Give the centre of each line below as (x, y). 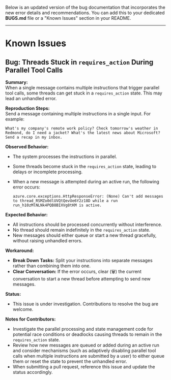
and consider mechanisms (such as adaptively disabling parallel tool (84, 351)
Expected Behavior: (26, 215)
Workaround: (20, 250)
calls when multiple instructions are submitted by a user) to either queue (88, 356)
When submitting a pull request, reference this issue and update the (84, 367)
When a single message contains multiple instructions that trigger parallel (82, 88)
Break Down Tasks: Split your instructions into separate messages (82, 260)
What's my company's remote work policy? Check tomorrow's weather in (82, 129)
